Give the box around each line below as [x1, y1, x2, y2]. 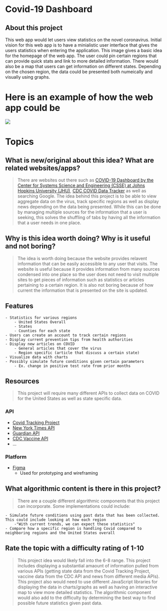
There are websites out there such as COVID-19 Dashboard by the [17, 177, 154, 183]
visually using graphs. [5, 74, 50, 80]
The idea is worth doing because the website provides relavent [17, 255, 147, 261]
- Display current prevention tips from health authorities [5, 337, 133, 342]
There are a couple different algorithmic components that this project [17, 498, 160, 504]
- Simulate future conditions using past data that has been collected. [5, 513, 160, 518]
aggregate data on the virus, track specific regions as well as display [17, 198, 159, 204]
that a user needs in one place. [17, 220, 81, 226]
